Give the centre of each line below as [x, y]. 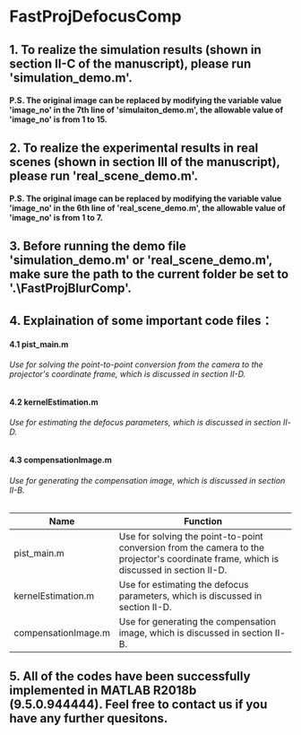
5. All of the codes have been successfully [130, 676]
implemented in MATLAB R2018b [103, 690]
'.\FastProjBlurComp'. [71, 288]
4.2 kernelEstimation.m [54, 402]
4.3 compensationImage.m [60, 459]
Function [202, 521]
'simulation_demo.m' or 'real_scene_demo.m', [141, 260]
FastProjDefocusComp [95, 17]
